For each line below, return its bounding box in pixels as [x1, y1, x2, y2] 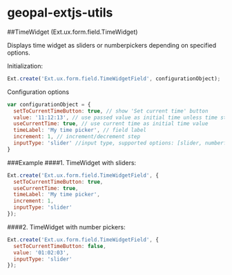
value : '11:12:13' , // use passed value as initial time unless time [13, 114, 217, 121]
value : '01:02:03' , [13, 249, 70, 256]
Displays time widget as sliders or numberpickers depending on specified [7, 41, 217, 49]
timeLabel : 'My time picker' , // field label [13, 126, 147, 134]
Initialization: [7, 61, 43, 70]
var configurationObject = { [7, 101, 91, 108]
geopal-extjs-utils [7, 5, 113, 21]
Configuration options [7, 88, 70, 96]
